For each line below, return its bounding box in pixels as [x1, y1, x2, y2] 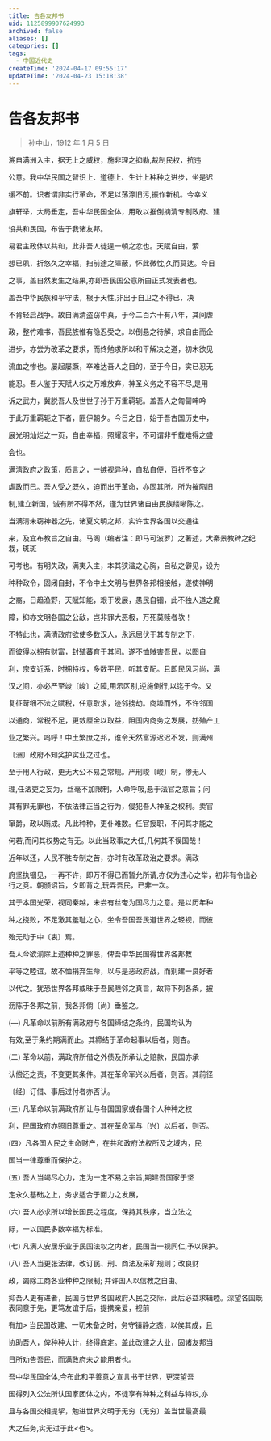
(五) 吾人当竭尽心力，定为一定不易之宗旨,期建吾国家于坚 [8, 1172, 195, 1182]
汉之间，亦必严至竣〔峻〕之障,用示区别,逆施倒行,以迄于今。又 [8, 680, 213, 690]
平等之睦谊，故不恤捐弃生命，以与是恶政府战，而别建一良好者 [8, 966, 214, 976]
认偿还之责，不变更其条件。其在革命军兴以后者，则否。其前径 [8, 1069, 214, 1079]
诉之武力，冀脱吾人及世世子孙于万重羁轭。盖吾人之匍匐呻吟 [8, 396, 206, 405]
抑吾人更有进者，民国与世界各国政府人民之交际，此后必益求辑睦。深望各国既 [8, 1292, 263, 1303]
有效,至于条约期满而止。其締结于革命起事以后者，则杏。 [8, 1035, 195, 1045]
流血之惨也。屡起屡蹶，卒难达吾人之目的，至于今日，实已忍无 [8, 361, 214, 371]
